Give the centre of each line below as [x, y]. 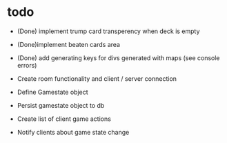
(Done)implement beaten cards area [69, 44]
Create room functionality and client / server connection [97, 78]
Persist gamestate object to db [61, 105]
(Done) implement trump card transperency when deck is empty [108, 31]
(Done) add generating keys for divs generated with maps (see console [118, 58]
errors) [27, 65]
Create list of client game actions [64, 119]
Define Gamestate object [52, 92]
